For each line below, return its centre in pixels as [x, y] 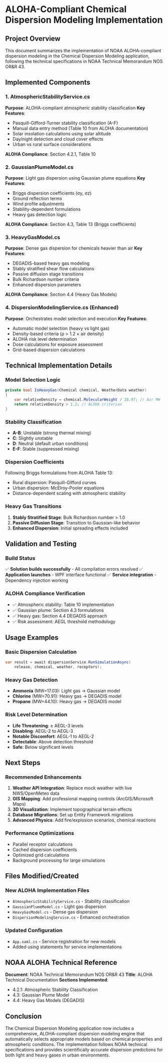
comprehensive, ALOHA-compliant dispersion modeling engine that [75, 1034]
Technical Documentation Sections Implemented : [57, 980]
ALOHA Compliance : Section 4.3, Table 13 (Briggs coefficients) [71, 224]
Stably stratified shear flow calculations [53, 269]
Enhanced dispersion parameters [47, 285]
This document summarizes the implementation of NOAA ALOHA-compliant [83, 51]
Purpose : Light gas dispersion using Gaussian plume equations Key [75, 178]
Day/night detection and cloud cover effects [58, 139]
